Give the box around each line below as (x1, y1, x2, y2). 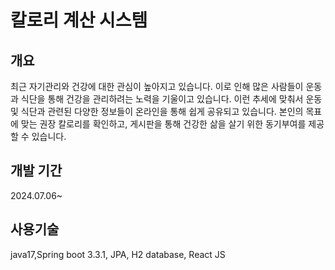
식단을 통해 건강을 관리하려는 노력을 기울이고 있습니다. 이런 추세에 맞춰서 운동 (20, 93, 323, 105)
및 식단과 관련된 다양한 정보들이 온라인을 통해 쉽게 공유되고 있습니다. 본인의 (10, 106, 304, 117)
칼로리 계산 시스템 (10, 9, 148, 32)
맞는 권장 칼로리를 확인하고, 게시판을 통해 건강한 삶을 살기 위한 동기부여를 (20, 118, 307, 130)
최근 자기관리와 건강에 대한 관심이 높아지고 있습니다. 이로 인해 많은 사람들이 (10, 81, 304, 92)
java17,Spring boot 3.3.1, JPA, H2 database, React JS (10, 248, 226, 260)
